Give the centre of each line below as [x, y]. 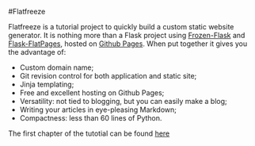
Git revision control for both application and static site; [108, 76]
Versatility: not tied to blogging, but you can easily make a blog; [123, 101]
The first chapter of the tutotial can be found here [89, 133]
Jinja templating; [47, 84]
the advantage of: [37, 52]
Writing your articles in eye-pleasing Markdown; [98, 109]
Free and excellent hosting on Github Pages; [92, 93]
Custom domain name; [57, 67]
